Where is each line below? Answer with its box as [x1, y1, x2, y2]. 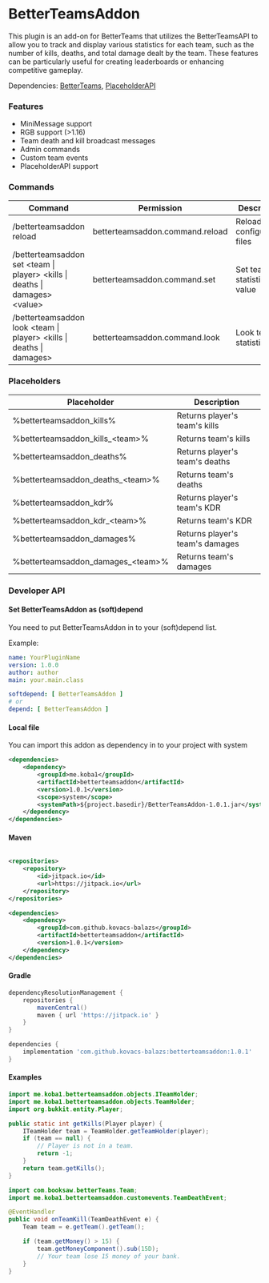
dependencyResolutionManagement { [8, 988, 124, 996]
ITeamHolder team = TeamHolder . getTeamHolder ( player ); [22, 1127, 210, 1135]
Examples [8, 1073, 42, 1082]
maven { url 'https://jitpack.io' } [37, 1011, 159, 1019]
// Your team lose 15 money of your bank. [37, 1252, 181, 1261]
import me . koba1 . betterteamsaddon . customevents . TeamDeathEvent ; [8, 1193, 227, 1201]
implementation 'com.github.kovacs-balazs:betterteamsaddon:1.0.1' [22, 1048, 252, 1056]
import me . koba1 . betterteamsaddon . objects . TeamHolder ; [8, 1097, 195, 1105]
